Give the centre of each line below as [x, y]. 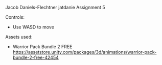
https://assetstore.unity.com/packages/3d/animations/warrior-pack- [85, 52]
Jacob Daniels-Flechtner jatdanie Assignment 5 [55, 7]
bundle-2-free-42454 [36, 57]
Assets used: [19, 37]
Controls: [15, 17]
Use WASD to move [33, 27]
